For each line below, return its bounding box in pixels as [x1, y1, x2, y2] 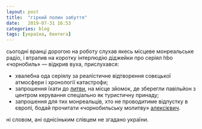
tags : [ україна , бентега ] [6, 31, 71, 37]
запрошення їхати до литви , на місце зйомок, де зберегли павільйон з [14, 85, 197, 92]
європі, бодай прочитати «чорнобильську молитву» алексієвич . [14, 104, 181, 112]
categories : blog [6, 25, 50, 32]
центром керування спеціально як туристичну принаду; [14, 92, 159, 99]
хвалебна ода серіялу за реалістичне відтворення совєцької [14, 72, 171, 80]
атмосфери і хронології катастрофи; [14, 79, 108, 86]
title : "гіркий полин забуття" [6, 14, 87, 20]
